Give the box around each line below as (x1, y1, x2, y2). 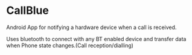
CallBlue (6, 4, 50, 18)
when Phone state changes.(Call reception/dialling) (6, 42, 134, 49)
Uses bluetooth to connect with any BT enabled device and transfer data (6, 35, 187, 42)
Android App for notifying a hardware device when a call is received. (6, 24, 177, 31)
